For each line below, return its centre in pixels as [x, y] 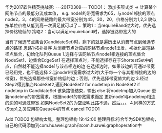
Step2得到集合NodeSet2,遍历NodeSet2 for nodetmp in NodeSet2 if [72, 85]
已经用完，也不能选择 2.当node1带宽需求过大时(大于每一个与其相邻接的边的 [81, 72]
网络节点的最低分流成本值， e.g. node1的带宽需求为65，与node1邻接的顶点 [80, 13]
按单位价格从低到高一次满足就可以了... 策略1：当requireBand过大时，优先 [79, 25]
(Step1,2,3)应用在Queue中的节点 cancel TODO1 [52, 109]
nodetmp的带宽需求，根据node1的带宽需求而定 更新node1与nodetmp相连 [82, 97]
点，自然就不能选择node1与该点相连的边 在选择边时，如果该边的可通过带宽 [80, 66]
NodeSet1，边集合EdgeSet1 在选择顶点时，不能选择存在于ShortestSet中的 [79, 60]
